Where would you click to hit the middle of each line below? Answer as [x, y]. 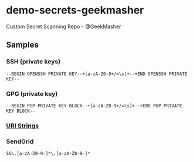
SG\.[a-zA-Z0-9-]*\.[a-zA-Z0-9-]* [48, 154]
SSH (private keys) [33, 62]
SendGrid [20, 141]
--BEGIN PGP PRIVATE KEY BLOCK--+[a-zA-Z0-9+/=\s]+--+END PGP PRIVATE [94, 106]
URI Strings [23, 126]
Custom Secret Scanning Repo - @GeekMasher [64, 26]
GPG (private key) [32, 93]
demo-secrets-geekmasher [75, 10]
